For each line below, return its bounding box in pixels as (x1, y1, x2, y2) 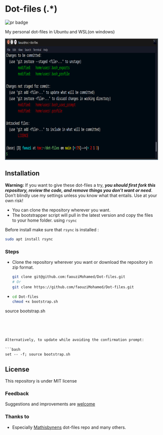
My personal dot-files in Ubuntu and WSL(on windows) (5, 29, 115, 34)
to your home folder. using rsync (12, 217, 77, 223)
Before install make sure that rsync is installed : (5, 226, 99, 232)
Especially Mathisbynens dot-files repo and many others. (12, 424, 126, 430)
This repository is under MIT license (5, 378, 77, 384)
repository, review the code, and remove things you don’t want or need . (5, 187, 153, 193)
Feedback (5, 390, 29, 397)
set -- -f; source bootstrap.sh (5, 352, 70, 357)
